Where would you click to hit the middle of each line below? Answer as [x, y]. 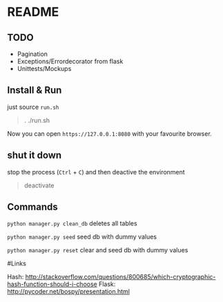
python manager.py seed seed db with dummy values [82, 237]
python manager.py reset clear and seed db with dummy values [98, 250]
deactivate [39, 185]
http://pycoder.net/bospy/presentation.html [68, 292]
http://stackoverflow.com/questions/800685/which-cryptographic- [120, 277]
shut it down [35, 155]
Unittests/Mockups [44, 69]
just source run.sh [33, 107]
